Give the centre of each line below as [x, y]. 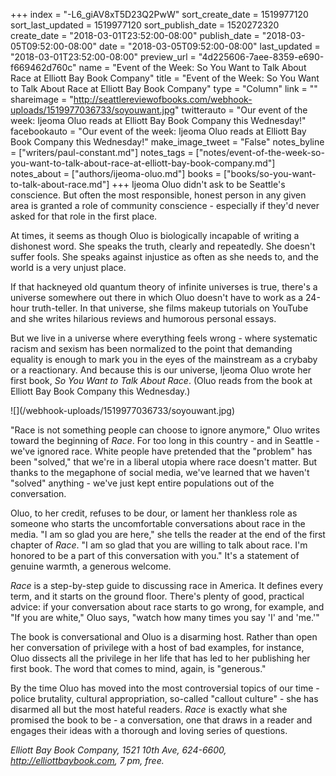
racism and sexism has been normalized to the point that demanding [151, 348]
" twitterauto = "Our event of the [241, 110]
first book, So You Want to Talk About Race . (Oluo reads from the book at [161, 380]
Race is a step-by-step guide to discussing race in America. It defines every [167, 585]
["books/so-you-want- [270, 173]
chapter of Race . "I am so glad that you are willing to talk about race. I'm [159, 545]
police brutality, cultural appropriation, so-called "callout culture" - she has [164, 698]
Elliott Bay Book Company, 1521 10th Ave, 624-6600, [118, 750]
